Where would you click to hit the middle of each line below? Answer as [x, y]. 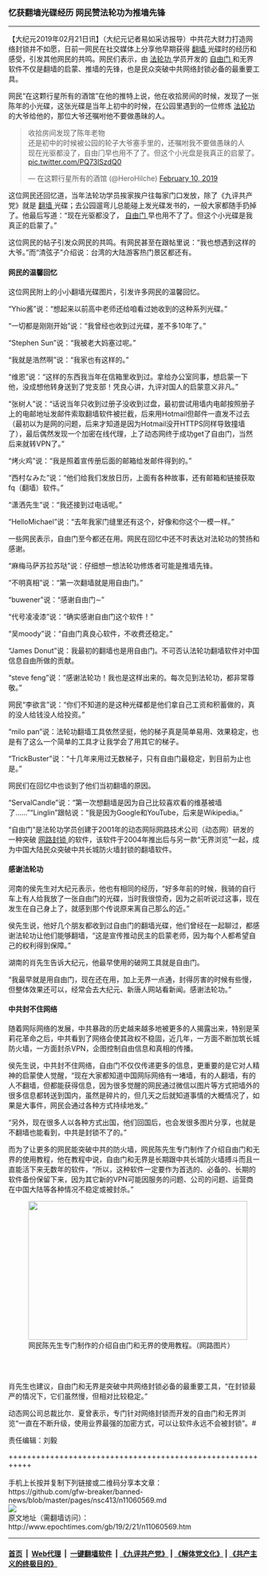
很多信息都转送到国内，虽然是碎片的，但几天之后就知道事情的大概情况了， [130, 1095]
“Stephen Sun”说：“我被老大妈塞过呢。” [72, 342]
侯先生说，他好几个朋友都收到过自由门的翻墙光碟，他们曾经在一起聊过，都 [130, 925]
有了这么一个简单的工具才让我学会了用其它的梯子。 [99, 741]
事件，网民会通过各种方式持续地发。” [89, 1105]
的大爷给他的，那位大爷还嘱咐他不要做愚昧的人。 [89, 116]
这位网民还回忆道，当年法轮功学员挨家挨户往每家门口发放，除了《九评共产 [130, 196]
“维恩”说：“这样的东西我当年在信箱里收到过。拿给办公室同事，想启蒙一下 [128, 377]
